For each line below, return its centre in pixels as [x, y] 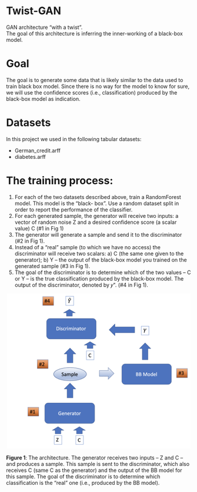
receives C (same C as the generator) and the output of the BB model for [94, 470]
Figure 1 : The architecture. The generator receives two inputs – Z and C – [95, 457]
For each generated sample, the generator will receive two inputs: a [96, 216]
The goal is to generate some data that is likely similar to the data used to [95, 80]
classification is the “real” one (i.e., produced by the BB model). [83, 483]
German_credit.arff [37, 150]
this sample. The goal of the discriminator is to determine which [83, 476]
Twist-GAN [34, 11]
